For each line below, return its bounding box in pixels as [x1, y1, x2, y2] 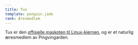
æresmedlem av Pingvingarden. [5, 34, 69, 40]
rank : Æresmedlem [5, 16, 40, 21]
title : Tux [5, 7, 27, 12]
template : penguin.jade [5, 12, 54, 16]
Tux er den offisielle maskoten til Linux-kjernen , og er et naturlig [5, 30, 134, 35]
